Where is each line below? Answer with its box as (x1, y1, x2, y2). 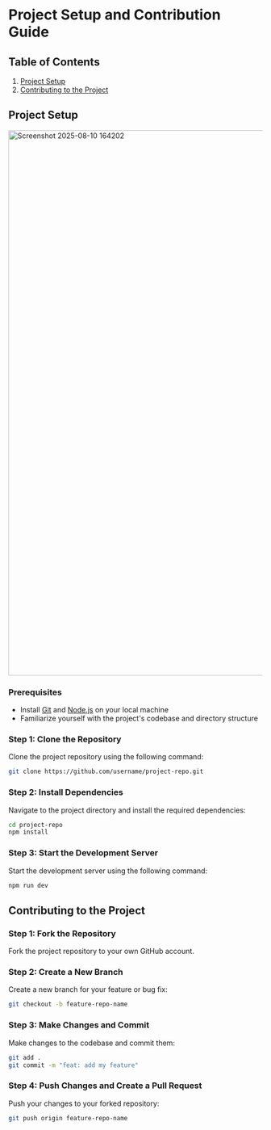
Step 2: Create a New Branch (8, 967, 123, 978)
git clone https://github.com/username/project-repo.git (8, 767, 204, 776)
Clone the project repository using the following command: (8, 752, 204, 762)
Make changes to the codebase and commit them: (8, 1038, 176, 1048)
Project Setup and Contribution (8, 6, 221, 24)
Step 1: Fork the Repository (8, 927, 117, 939)
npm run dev (8, 881, 48, 889)
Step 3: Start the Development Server (8, 847, 159, 859)
